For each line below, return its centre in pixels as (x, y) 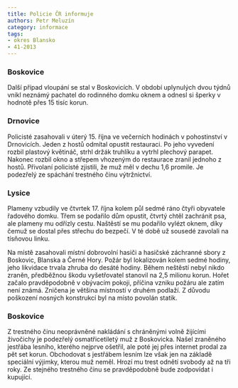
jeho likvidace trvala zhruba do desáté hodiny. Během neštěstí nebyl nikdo (116, 267)
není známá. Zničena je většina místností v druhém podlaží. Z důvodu (109, 290)
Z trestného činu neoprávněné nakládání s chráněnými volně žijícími (107, 332)
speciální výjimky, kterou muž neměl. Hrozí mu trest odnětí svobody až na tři (119, 362)
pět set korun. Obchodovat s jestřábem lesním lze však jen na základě (110, 355)
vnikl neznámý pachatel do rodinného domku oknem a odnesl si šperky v (114, 95)
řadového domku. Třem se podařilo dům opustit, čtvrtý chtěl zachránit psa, (117, 216)
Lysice (19, 193)
